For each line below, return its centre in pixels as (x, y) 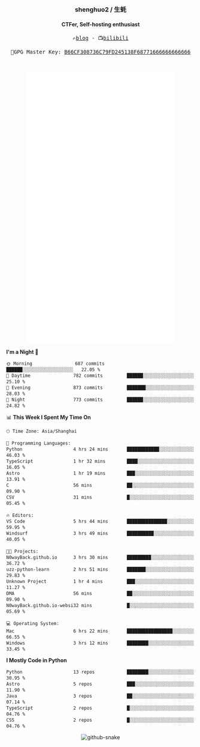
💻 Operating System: (33, 624)
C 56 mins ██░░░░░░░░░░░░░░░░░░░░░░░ (100, 486)
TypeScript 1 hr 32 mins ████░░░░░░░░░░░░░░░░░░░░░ (100, 462)
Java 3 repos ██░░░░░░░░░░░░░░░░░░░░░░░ (100, 696)
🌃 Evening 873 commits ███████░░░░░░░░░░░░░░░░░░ (100, 388)
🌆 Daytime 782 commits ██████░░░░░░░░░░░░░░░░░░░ (100, 376)
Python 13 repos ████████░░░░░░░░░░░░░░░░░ (100, 672)
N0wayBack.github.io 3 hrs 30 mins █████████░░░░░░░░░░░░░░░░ (100, 558)
